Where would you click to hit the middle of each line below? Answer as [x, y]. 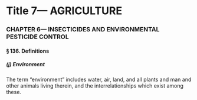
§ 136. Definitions [27, 51]
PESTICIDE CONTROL [37, 37]
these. [14, 92]
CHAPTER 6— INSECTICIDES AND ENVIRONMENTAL [83, 30]
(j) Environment [26, 64]
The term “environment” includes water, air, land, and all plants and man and [99, 79]
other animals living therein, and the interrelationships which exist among [95, 86]
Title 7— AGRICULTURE [64, 11]
